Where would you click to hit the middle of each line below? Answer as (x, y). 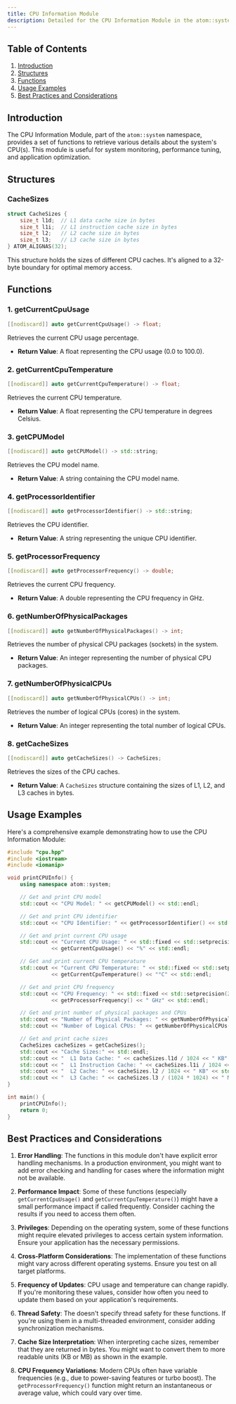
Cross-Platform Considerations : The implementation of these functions (122, 1256)
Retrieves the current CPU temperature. (65, 397)
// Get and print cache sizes (64, 1039)
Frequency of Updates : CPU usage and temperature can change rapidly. (123, 1285)
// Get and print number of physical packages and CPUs (104, 1013)
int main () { (26, 1097)
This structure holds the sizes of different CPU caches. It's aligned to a (110, 260)
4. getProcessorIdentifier (51, 497)
